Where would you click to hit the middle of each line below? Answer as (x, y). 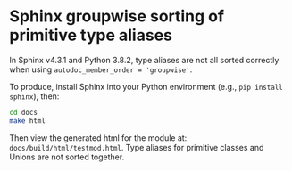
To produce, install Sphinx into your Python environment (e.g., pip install (146, 86)
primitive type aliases (91, 35)
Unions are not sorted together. (67, 157)
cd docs (24, 112)
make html (28, 121)
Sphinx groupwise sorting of (117, 16)
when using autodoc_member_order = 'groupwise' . (101, 69)
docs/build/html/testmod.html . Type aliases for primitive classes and (137, 147)
